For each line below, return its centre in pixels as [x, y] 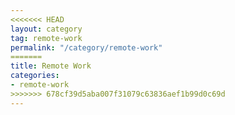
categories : [35, 76]
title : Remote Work [51, 66]
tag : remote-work [46, 38]
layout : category [46, 29]
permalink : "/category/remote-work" [86, 47]
